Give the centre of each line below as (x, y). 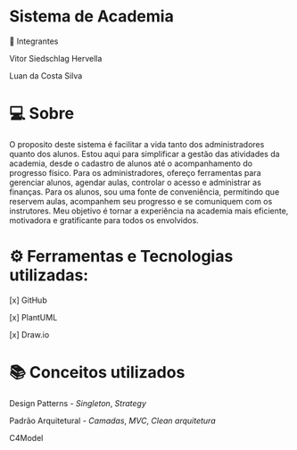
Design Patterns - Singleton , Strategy (78, 403)
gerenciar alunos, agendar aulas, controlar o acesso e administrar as (135, 182)
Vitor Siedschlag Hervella (56, 58)
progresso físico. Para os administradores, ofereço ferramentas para (135, 172)
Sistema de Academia (91, 17)
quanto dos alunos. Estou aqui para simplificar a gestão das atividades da (144, 154)
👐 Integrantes (34, 41)
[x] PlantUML (33, 317)
